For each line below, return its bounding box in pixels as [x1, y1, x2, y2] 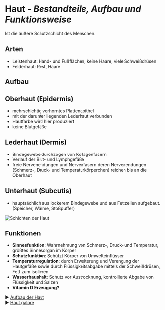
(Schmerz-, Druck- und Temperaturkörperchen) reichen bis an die [12, 167, 147, 173]
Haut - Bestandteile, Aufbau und [5, 3, 142, 15]
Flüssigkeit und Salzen [12, 279, 58, 285]
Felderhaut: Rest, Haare [12, 63, 61, 69]
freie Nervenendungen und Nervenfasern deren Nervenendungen [12, 161, 147, 167]
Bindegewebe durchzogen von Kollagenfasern [12, 151, 107, 157]
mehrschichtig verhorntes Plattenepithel [12, 108, 94, 114]
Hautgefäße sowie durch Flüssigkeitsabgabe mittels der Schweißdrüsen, [12, 263, 160, 269]
